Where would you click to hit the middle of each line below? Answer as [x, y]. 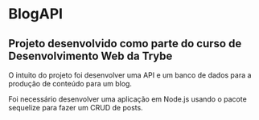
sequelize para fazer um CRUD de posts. [76, 108]
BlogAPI [35, 14]
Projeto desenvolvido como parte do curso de [125, 44]
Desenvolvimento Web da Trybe [90, 56]
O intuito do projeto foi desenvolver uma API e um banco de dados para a [130, 75]
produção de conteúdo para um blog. [70, 84]
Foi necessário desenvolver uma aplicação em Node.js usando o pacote [127, 99]
